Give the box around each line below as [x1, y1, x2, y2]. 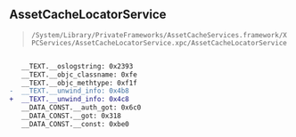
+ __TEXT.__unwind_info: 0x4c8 [9, 95, 129, 104]
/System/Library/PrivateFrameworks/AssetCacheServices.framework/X [30, 30, 287, 39]
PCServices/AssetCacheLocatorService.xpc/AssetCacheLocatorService [30, 38, 287, 47]
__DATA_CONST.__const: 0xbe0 [21, 119, 129, 128]
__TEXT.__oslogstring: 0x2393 [21, 61, 134, 70]
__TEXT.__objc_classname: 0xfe [21, 70, 138, 79]
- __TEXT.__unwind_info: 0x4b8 [9, 86, 129, 96]
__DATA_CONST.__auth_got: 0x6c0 [21, 103, 142, 112]
